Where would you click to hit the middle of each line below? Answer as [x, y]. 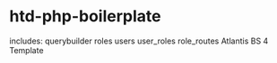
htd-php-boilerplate [85, 16]
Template [26, 50]
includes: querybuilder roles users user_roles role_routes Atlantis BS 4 [139, 41]
